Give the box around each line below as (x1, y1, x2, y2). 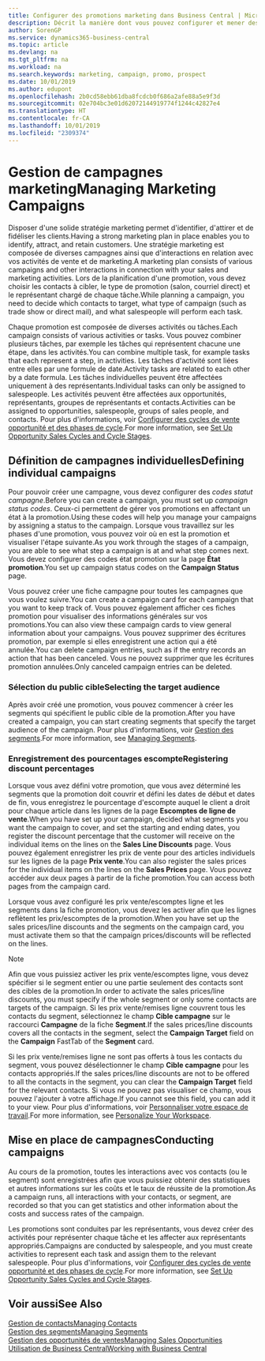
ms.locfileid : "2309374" (8, 129, 90, 137)
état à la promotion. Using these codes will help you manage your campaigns (8, 513, 257, 522)
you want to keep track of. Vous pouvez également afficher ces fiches (8, 603, 236, 613)
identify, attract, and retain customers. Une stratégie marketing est (8, 239, 225, 249)
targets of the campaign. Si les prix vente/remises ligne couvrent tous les (8, 1002, 246, 1012)
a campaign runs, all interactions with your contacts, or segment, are (8, 1192, 232, 1201)
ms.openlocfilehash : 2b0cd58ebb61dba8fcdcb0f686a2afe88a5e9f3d (8, 92, 221, 100)
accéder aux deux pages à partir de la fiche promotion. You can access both (8, 873, 255, 882)
